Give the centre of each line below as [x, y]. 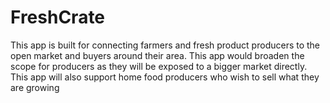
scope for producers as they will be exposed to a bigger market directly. [159, 66]
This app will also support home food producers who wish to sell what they [165, 77]
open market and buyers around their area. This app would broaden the [157, 55]
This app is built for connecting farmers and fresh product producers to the [165, 45]
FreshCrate [58, 17]
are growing [35, 87]
